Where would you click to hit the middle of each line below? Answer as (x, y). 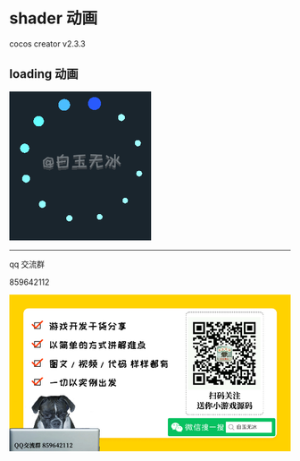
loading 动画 (44, 74)
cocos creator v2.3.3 (48, 43)
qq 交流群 (27, 264)
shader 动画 (54, 18)
